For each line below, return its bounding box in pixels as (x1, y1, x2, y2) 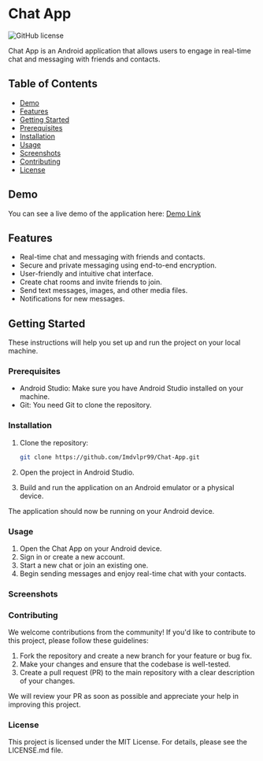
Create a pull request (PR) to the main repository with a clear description (19, 668, 255, 678)
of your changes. (19, 676, 76, 685)
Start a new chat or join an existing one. (19, 560, 149, 570)
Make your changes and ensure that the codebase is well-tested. (19, 659, 231, 669)
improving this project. (8, 700, 81, 709)
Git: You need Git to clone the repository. (19, 401, 152, 410)
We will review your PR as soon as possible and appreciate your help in (8, 692, 239, 701)
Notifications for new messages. (19, 294, 125, 304)
